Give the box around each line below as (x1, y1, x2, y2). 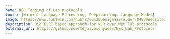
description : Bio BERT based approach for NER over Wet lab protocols (5, 21, 157, 27)
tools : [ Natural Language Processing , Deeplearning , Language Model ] (5, 12, 155, 17)
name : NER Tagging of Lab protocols (5, 7, 82, 13)
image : (5, 17, 19, 22)
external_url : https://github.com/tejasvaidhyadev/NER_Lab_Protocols (5, 26, 155, 31)
